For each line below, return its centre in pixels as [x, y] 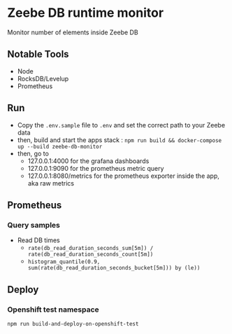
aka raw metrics [51, 183]
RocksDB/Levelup [43, 78]
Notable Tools [38, 54]
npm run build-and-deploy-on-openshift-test [73, 323]
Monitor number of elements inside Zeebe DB [73, 32]
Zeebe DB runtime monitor [86, 13]
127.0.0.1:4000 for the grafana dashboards [88, 161]
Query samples [34, 225]
